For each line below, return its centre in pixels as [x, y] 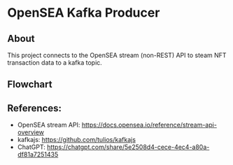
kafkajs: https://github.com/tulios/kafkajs [77, 140]
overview [30, 132]
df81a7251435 [38, 155]
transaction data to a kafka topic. [55, 63]
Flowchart [30, 85]
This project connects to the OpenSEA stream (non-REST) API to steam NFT [117, 55]
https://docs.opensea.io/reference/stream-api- [149, 125]
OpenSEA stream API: [49, 125]
